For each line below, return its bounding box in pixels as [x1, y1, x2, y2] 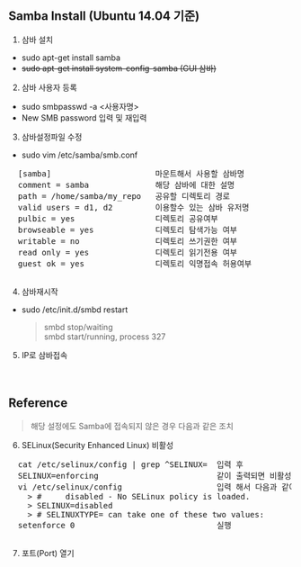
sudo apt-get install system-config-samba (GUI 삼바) [21, 62, 217, 74]
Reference [8, 395, 68, 411]
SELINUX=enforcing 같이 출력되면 [17, 471, 266, 481]
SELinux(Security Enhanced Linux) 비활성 [21, 439, 174, 450]
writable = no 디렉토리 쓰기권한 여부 [17, 236, 237, 246]
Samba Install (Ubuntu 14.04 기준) [8, 8, 200, 24]
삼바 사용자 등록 [21, 82, 77, 93]
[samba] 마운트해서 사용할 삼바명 [17, 168, 244, 178]
